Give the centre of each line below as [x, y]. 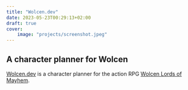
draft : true [21, 23]
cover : [15, 29]
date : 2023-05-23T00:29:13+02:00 [49, 18]
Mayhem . [18, 80]
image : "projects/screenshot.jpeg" [62, 35]
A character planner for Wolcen [67, 59]
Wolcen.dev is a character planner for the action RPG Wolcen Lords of [94, 74]
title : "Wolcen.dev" [33, 12]
